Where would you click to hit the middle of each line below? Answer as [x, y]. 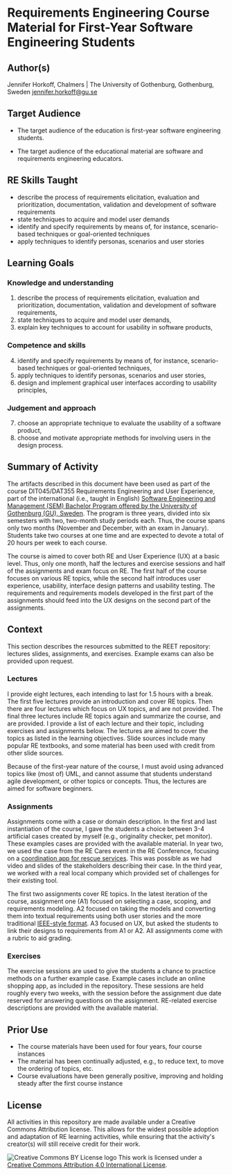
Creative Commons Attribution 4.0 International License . [87, 1165]
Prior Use [28, 1030]
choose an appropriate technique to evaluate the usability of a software [119, 423]
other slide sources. [36, 753]
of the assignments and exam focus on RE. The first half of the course [107, 571]
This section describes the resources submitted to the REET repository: [109, 646]
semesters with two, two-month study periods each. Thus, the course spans [116, 520]
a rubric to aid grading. [40, 938]
